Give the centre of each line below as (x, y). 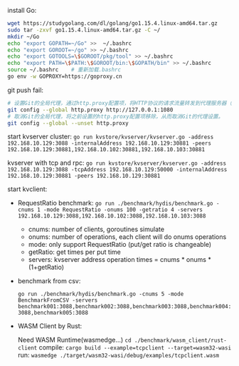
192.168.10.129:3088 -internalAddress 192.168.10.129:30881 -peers (110, 143)
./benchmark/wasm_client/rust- (181, 341)
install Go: (22, 10)
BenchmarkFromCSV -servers (58, 300)
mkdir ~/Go (23, 36)
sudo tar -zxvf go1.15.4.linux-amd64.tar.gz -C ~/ (84, 30)
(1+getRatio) (46, 268)
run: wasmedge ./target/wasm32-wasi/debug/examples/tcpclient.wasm (118, 355)
